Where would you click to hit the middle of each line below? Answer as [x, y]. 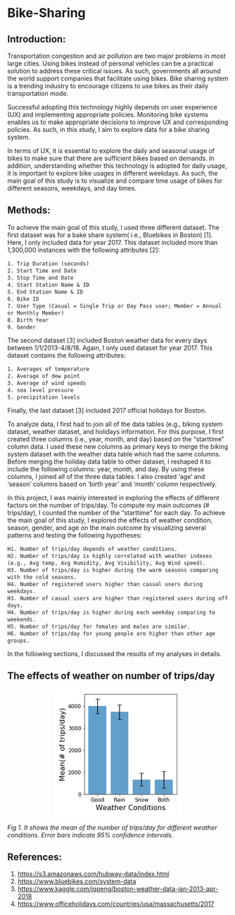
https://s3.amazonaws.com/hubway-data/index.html [93, 874]
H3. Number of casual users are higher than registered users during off [118, 598]
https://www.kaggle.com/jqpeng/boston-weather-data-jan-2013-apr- [118, 889]
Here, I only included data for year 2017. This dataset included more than [113, 242]
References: [34, 858]
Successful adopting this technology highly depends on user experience [113, 107]
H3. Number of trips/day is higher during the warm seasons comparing [113, 570]
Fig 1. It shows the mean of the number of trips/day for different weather [112, 828]
